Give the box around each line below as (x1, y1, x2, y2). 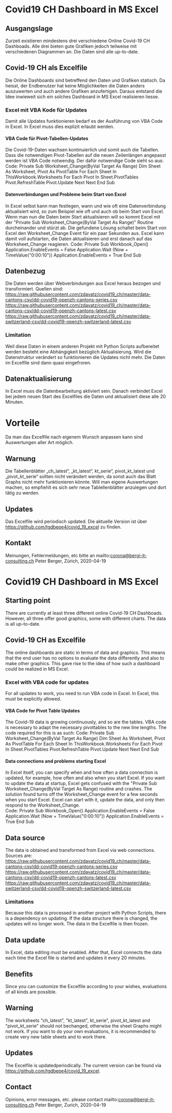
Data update (5, 936, 46, 944)
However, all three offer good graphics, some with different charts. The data (5, 615, 166, 622)
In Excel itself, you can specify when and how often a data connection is (5, 770, 158, 776)
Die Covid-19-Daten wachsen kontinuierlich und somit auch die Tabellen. (5, 147, 160, 153)
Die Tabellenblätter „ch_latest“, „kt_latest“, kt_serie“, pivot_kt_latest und (5, 468, 155, 474)
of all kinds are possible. (5, 989, 57, 995)
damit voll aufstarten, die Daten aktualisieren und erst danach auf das (5, 235, 152, 242)
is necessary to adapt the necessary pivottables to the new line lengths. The (5, 724, 167, 731)
